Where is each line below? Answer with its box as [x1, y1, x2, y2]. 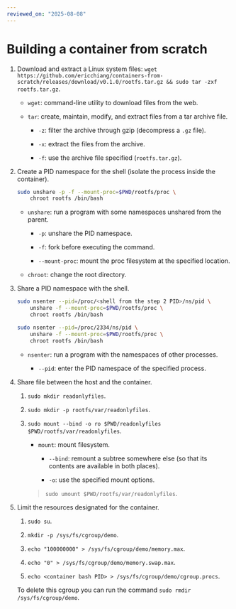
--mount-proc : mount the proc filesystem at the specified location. [38, 257, 231, 265]
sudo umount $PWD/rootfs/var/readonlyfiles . [45, 489, 178, 497]
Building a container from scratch [6, 41, 208, 57]
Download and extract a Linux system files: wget [16, 65, 157, 73]
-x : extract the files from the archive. [38, 139, 146, 148]
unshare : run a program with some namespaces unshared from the [27, 208, 222, 217]
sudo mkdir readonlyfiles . [27, 392, 106, 400]
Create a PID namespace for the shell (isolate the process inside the [16, 167, 215, 176]
